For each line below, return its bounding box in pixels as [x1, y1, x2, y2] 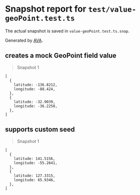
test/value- [88, 5, 137, 14]
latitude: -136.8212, [14, 82, 57, 87]
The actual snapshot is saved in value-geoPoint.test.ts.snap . [5, 28, 130, 34]
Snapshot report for [5, 3, 87, 15]
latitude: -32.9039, [14, 99, 55, 104]
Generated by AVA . [5, 37, 43, 43]
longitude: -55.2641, [14, 160, 57, 165]
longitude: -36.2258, [14, 104, 57, 108]
